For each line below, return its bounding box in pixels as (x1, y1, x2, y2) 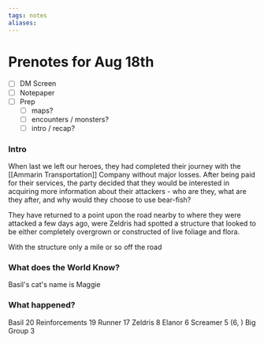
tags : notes (8, 11, 47, 20)
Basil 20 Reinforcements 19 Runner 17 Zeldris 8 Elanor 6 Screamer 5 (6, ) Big (8, 317, 256, 327)
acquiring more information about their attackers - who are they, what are (8, 187, 247, 196)
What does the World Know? (8, 262, 121, 273)
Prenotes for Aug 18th (8, 53, 154, 71)
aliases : (8, 19, 37, 27)
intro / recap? (31, 123, 76, 132)
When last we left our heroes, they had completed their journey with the (8, 162, 241, 171)
